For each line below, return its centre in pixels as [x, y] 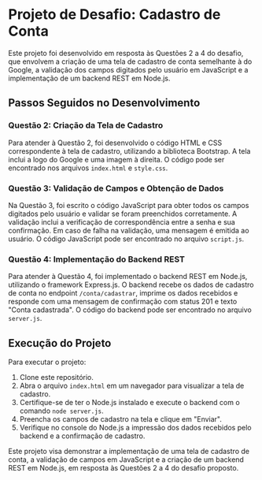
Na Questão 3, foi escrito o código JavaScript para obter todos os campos [129, 205]
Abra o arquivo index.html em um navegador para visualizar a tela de [132, 386]
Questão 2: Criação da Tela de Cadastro [86, 125]
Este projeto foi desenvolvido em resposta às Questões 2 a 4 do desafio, [126, 53]
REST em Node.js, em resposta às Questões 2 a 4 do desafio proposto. [124, 468]
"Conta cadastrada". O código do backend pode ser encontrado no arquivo [130, 310]
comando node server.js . [61, 411]
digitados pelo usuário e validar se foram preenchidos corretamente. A [123, 214]
